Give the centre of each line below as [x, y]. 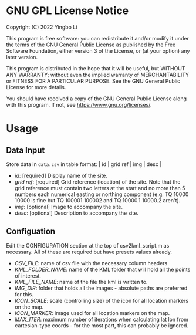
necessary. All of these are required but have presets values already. [89, 252]
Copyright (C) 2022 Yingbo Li [42, 27]
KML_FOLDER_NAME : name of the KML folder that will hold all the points [102, 269]
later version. [22, 57]
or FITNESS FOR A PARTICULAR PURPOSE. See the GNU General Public [93, 81]
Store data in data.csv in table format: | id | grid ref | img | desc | [84, 164]
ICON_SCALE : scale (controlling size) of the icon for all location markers [102, 300]
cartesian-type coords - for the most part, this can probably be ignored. [102, 325]
